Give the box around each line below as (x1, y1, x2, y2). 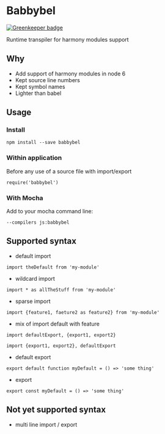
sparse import (15, 297, 51, 305)
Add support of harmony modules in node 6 (15, 70, 126, 77)
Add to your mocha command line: (6, 208, 94, 215)
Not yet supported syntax (6, 405, 106, 415)
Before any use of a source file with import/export (6, 167, 132, 175)
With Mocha (6, 194, 44, 202)
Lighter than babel (15, 89, 62, 97)
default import (15, 252, 51, 259)
